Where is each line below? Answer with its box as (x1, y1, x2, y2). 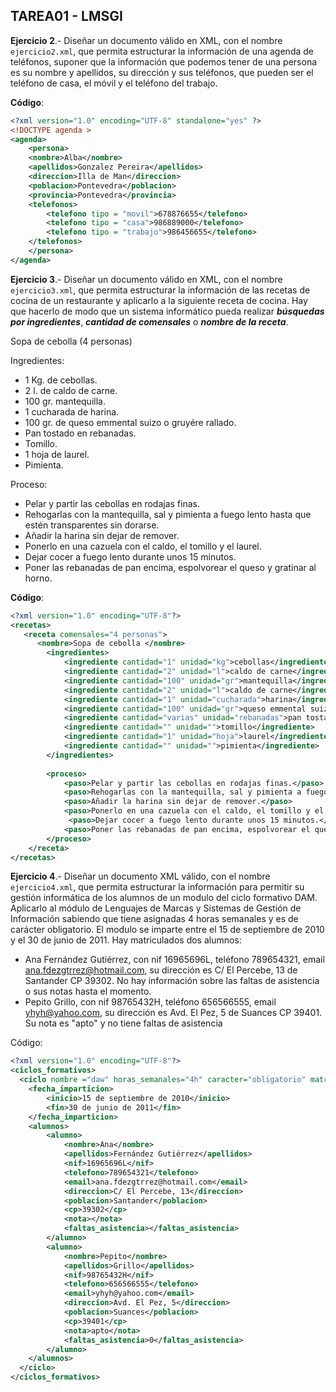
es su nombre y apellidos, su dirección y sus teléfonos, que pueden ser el (10, 66, 314, 78)
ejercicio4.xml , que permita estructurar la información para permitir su (10, 881, 305, 893)
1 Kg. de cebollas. (24, 374, 98, 386)
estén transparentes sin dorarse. (24, 519, 160, 531)
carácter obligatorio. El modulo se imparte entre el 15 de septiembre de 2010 (10, 924, 325, 936)
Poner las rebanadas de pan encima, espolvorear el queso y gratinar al (24, 561, 317, 573)
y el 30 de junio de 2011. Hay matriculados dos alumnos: (10, 934, 242, 946)
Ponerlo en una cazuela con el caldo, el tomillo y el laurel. (24, 540, 262, 552)
